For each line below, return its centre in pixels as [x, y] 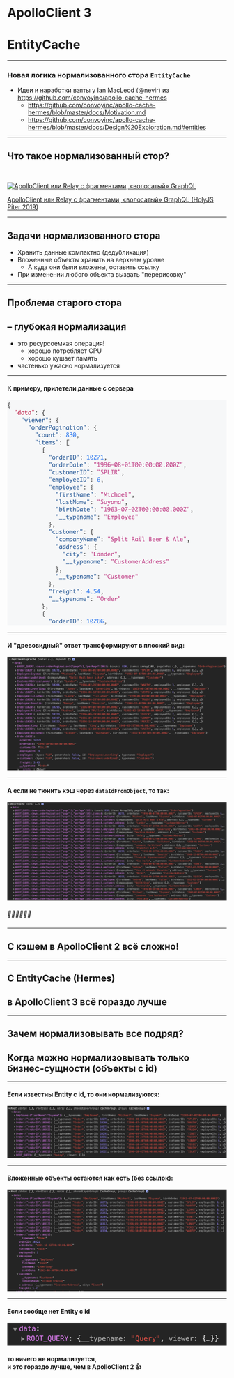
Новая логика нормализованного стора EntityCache [99, 75]
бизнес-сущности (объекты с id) [83, 1068]
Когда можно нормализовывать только [99, 1058]
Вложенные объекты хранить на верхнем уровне [91, 260]
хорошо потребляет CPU [65, 351]
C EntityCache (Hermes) [61, 978]
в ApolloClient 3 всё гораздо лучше [87, 1002]
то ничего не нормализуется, [52, 1359]
